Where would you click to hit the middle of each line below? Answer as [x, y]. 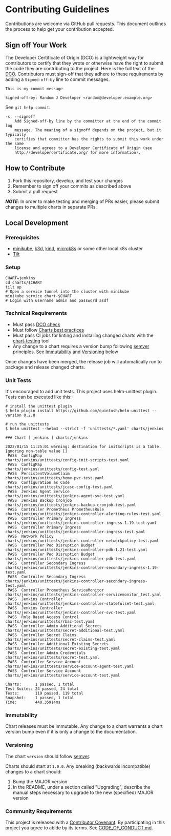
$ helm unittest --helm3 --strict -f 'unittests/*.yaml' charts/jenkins [84, 429]
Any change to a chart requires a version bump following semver [81, 346]
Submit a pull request [35, 191]
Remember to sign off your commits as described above [72, 186]
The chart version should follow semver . [48, 756]
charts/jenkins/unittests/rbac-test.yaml [50, 622]
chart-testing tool [31, 341]
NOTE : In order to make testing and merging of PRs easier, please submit [82, 201]
